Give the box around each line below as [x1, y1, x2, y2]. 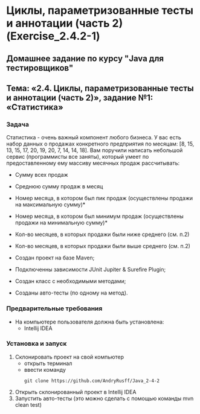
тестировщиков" [6, 63, 74, 73]
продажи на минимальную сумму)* [15, 219, 108, 226]
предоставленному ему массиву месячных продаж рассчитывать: [6, 159, 180, 167]
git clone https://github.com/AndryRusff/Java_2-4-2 [24, 378, 160, 384]
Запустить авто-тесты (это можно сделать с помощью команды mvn [15, 395, 194, 402]
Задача [6, 120, 29, 129]
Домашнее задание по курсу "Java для [6, 53, 164, 63]
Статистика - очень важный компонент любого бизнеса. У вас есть [6, 134, 181, 141]
